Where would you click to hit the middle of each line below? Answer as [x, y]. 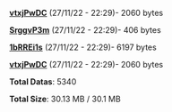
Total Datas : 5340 [43, 82]
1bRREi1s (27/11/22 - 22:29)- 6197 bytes [83, 47]
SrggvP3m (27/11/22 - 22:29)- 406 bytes [85, 30]
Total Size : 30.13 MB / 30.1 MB [65, 99]
